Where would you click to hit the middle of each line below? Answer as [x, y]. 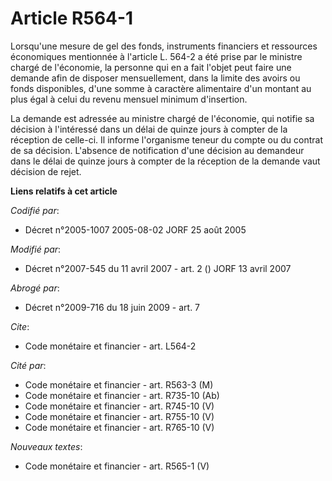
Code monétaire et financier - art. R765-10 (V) [119, 427]
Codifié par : [35, 210]
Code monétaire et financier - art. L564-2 [110, 346]
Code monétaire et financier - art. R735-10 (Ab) [122, 395]
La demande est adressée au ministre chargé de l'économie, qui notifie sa [162, 118]
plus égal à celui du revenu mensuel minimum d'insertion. [129, 99]
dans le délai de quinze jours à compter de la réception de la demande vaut [165, 161]
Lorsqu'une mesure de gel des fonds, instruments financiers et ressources [164, 46]
